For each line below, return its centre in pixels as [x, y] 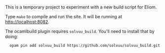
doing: [12, 37]
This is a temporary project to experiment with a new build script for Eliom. [81, 7]
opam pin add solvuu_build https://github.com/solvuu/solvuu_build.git [85, 46]
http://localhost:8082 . [27, 22]
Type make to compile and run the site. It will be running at [64, 16]
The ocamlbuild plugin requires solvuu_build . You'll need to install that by [80, 31]
